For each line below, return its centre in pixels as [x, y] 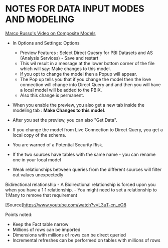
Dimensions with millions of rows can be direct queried [69, 235]
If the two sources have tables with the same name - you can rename [84, 154]
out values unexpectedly [38, 175]
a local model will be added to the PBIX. [61, 90]
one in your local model [37, 160]
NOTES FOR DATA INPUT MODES [75, 9]
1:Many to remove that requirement [41, 195]
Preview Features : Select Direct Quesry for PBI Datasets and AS [86, 53]
